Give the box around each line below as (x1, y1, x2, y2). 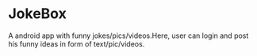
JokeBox (8, 5, 67, 23)
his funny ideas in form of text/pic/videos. (8, 39, 145, 48)
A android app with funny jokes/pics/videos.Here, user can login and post (8, 31, 249, 40)
